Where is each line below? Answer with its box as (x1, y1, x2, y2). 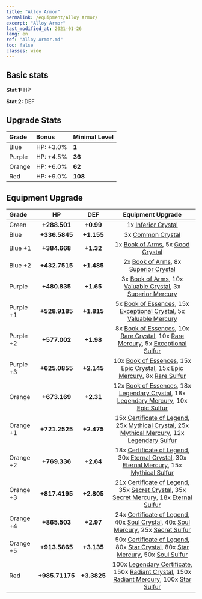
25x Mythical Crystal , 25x (115, 421, 189, 430)
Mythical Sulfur (130, 469, 174, 477)
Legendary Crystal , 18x (118, 389, 186, 397)
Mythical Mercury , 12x (120, 429, 185, 437)
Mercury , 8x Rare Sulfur (118, 372, 186, 380)
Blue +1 (9, 244, 32, 252)
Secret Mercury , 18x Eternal (112, 493, 192, 502)
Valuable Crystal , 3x (124, 282, 181, 291)
